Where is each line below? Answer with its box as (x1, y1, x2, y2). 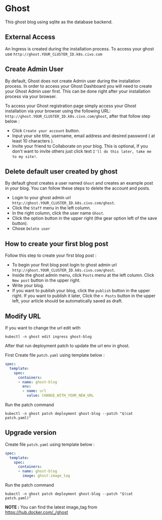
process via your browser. (5, 93, 57, 99)
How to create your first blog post (5, 239, 109, 248)
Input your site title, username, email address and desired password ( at (12, 133, 155, 139)
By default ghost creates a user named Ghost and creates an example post (5, 180, 153, 186)
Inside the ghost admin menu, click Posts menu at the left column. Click (12, 272, 155, 278)
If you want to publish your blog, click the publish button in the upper (12, 288, 150, 294)
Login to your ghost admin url (12, 195, 71, 201)
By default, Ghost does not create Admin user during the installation (5, 78, 140, 84)
